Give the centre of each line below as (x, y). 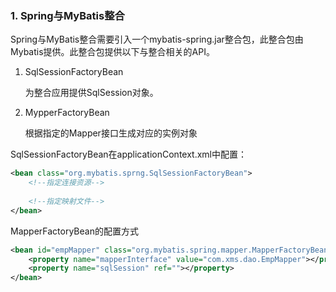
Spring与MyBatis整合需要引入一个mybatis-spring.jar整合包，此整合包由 (157, 39)
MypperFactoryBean (67, 113)
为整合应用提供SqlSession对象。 (91, 93)
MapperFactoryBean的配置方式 (74, 231)
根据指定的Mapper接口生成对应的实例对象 (111, 133)
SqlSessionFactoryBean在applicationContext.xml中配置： (128, 154)
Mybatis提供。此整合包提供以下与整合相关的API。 (112, 52)
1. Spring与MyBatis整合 (67, 15)
